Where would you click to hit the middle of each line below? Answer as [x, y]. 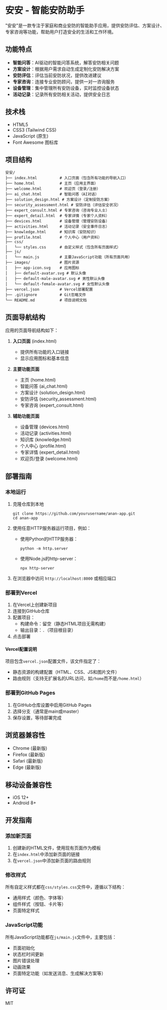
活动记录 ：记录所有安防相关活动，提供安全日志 [61, 94]
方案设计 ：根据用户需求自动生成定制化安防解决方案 [66, 69]
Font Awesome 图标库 [35, 142]
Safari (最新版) [28, 761]
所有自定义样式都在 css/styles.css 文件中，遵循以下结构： [66, 887]
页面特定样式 [26, 910]
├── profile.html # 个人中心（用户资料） [54, 238]
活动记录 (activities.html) [46, 433]
